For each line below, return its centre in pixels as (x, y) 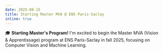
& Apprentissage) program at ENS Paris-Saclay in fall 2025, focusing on (78, 40)
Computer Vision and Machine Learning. (46, 45)
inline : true (18, 19)
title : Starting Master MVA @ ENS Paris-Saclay (55, 14)
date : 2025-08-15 (23, 10)
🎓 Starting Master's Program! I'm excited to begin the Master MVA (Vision (82, 33)
